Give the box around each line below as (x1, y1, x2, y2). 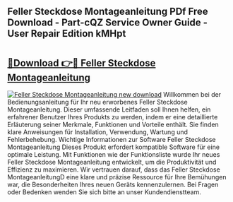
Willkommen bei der (163, 90, 221, 98)
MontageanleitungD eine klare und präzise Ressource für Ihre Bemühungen (7, 173, 227, 181)
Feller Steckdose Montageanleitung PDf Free (7, 6, 208, 18)
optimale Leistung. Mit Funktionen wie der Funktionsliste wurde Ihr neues (7, 150, 220, 158)
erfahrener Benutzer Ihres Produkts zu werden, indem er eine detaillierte (7, 113, 218, 121)
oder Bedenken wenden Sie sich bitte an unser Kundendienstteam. (7, 188, 201, 196)
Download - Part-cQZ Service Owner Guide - (7, 17, 208, 29)
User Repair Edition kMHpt (7, 28, 126, 40)
